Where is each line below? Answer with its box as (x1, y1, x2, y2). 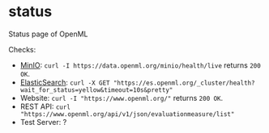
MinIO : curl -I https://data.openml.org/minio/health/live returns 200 (19, 60, 261, 70)
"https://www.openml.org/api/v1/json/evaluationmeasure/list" (19, 110, 235, 118)
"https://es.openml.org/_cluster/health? (113, 79, 255, 87)
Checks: (8, 44, 36, 54)
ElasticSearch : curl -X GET (19, 77, 111, 87)
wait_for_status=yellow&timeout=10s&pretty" (19, 85, 173, 94)
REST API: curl (19, 102, 71, 111)
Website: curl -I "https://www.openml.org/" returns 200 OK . (19, 93, 224, 102)
